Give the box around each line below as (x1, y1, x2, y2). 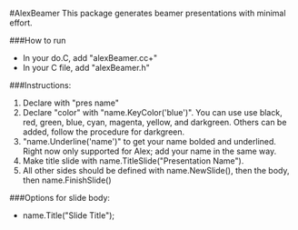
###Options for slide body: (9, 193, 111, 203)
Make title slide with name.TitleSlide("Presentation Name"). (22, 155, 244, 166)
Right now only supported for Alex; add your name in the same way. (22, 145, 277, 156)
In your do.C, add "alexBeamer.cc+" (22, 53, 157, 63)
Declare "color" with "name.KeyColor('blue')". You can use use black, (22, 107, 283, 117)
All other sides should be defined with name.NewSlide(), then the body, (22, 165, 290, 175)
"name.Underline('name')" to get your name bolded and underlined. (22, 136, 277, 146)
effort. (9, 17, 34, 28)
